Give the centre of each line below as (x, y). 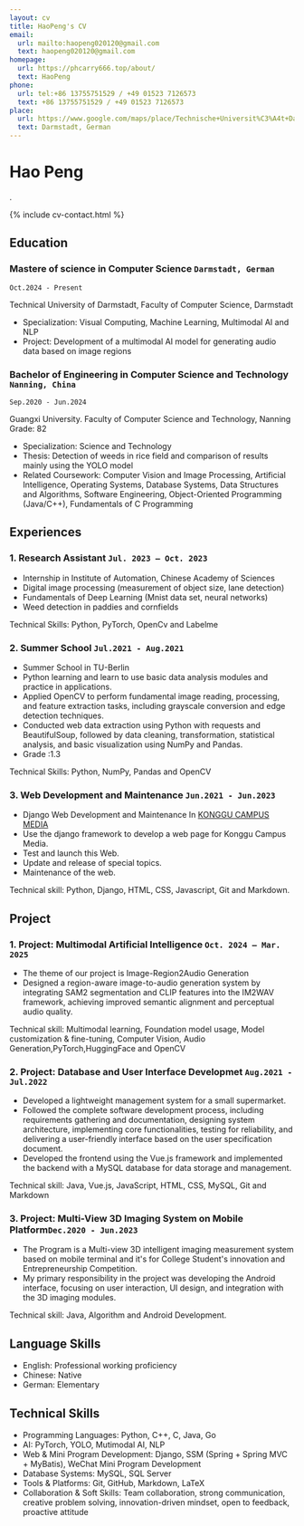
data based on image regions (77, 350)
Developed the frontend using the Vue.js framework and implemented (152, 1158)
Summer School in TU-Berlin (76, 667)
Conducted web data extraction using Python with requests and (141, 725)
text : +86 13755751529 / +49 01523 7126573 (100, 102)
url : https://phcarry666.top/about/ (86, 69)
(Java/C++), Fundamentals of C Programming (108, 504)
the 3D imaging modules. (69, 1298)
